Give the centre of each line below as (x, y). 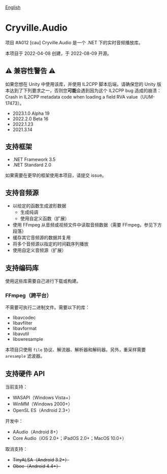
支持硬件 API (25, 374)
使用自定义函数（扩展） (45, 218)
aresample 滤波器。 (25, 356)
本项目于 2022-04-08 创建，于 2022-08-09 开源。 (58, 53)
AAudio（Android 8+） (37, 432)
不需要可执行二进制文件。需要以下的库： (47, 307)
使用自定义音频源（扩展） (39, 250)
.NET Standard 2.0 (32, 165)
